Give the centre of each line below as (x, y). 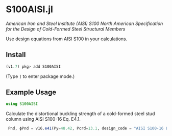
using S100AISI (22, 104)
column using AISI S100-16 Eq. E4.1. (43, 119)
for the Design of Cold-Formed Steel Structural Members (66, 29)
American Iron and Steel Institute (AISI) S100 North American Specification (84, 23)
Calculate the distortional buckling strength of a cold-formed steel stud (80, 114)
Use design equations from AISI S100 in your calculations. (67, 39)
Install (16, 55)
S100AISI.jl (29, 9)
